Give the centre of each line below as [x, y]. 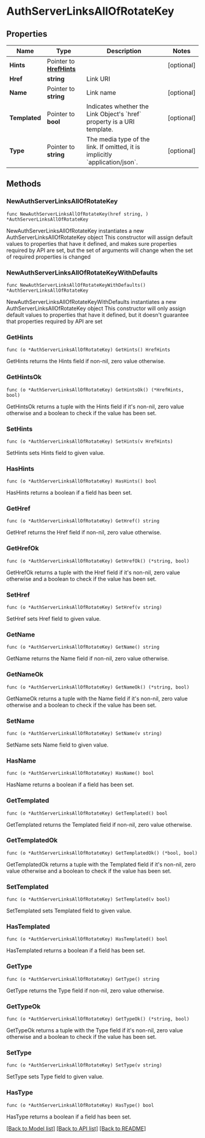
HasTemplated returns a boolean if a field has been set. [76, 951]
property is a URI [110, 122]
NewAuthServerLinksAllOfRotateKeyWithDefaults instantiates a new [92, 301]
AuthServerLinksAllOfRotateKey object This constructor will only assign [96, 308]
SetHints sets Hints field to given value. [56, 453]
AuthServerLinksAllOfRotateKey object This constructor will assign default [100, 237]
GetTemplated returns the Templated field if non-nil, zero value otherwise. [99, 824]
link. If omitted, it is [113, 147]
